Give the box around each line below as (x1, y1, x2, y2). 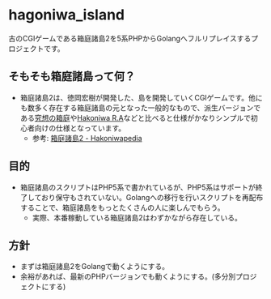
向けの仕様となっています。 (34, 123, 126, 133)
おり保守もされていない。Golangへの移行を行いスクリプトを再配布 (40, 192, 264, 202)
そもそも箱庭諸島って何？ (8, 70, 136, 83)
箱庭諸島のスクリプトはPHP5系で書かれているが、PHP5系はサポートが (19, 182, 256, 192)
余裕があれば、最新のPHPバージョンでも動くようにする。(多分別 (19, 271, 236, 281)
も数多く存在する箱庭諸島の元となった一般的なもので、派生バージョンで (19, 103, 261, 113)
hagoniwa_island (8, 6, 125, 24)
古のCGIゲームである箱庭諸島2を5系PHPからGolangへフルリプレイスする (8, 33, 252, 43)
